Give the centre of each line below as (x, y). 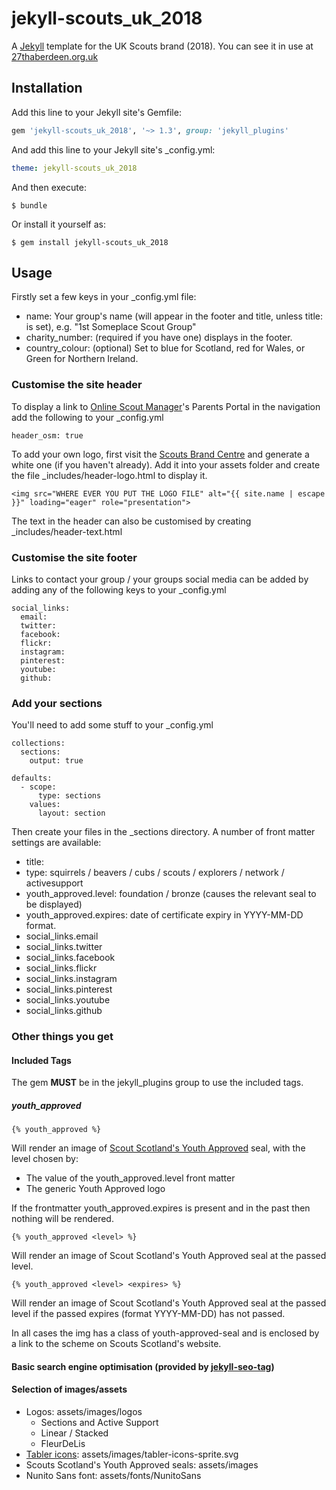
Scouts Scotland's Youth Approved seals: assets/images (142, 1465)
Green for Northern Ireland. (82, 359)
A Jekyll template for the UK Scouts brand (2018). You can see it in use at (162, 46)
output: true (56, 761)
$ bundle (29, 205)
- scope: (38, 787)
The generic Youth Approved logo (95, 1189)
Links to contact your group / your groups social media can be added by (160, 579)
